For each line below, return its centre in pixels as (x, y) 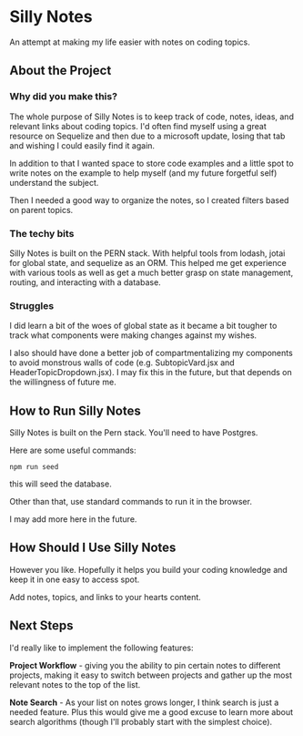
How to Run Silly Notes (75, 410)
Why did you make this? (64, 97)
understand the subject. (54, 182)
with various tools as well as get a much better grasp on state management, (151, 272)
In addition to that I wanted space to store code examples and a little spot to (151, 163)
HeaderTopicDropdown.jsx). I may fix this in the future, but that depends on (151, 373)
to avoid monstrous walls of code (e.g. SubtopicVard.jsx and (122, 363)
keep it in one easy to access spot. (75, 579)
